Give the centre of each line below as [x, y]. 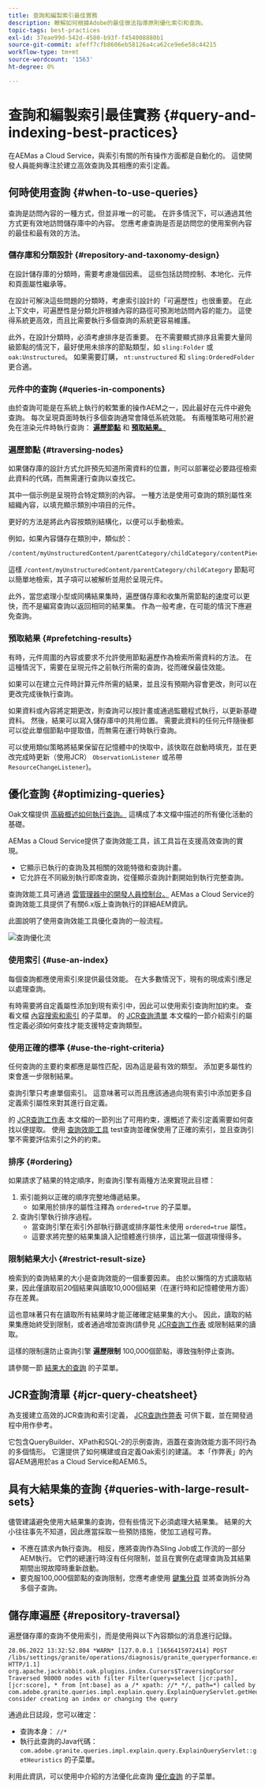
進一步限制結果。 [49, 1076]
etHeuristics [41, 1760]
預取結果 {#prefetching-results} [70, 639]
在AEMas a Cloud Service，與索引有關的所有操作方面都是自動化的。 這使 [127, 156]
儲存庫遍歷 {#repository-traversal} [94, 1615]
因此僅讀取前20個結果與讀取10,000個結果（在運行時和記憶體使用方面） [137, 1288]
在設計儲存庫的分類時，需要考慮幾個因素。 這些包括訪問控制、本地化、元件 [130, 274]
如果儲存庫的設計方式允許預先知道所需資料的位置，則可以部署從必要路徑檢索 [132, 469]
